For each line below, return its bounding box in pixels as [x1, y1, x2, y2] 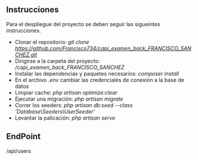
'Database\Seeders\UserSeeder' [14, 108, 95, 115]
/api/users [6, 147, 32, 154]
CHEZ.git [14, 51, 38, 58]
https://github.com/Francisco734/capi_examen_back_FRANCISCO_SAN [14, 45, 192, 52]
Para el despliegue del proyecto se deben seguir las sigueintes [6, 20, 160, 27]
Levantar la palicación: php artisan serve [14, 114, 116, 121]
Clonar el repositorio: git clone [14, 38, 89, 45]
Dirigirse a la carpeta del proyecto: [14, 57, 100, 64]
